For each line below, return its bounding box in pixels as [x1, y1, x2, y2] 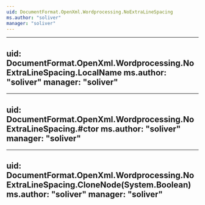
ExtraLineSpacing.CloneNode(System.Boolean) [6, 180, 192, 190]
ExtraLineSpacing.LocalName [6, 68, 122, 78]
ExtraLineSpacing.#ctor [6, 123, 99, 134]
